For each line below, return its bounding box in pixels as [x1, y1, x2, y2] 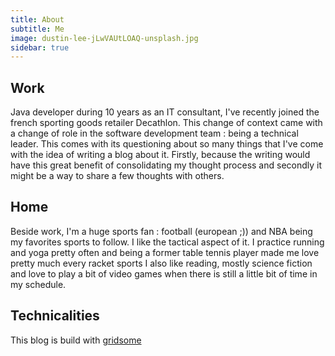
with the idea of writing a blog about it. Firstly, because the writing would [10, 149, 311, 161]
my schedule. [10, 278, 67, 290]
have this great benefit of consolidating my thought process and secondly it [10, 159, 323, 171]
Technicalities [10, 307, 100, 325]
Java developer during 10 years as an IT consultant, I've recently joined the [10, 106, 320, 118]
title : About [10, 14, 65, 25]
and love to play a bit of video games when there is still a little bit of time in [10, 267, 318, 280]
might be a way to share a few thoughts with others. [10, 170, 225, 182]
